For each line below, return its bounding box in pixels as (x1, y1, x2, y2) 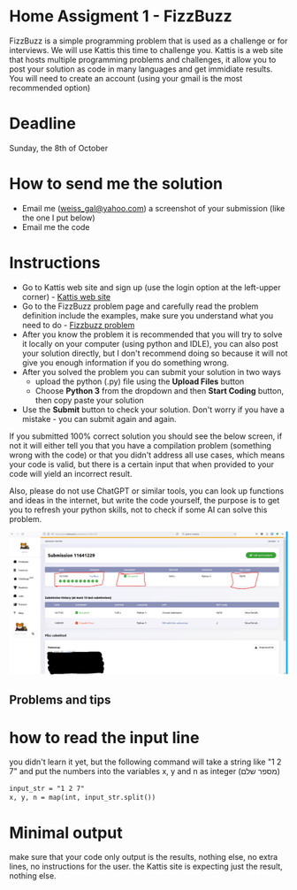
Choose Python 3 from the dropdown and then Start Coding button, (34, 385, 285, 395)
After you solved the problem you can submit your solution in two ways (21, 366, 281, 377)
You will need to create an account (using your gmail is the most (9, 73, 243, 83)
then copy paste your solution (34, 395, 144, 405)
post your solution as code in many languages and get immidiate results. (9, 64, 273, 74)
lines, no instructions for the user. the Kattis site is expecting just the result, (9, 861, 283, 872)
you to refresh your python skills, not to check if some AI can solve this (9, 504, 268, 515)
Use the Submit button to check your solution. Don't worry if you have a (21, 404, 285, 415)
